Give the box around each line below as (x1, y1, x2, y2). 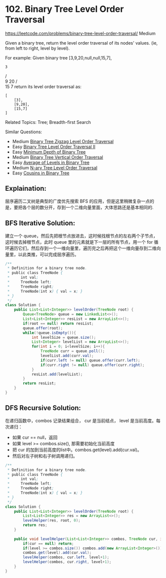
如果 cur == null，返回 (12, 434, 58, 440)
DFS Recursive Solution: (5, 404, 82, 412)
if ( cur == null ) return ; (23, 541, 74, 546)
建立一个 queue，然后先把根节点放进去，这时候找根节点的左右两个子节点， (5, 233, 158, 239)
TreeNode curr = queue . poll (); (40, 349, 105, 354)
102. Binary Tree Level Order (5, 3, 124, 15)
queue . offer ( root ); (23, 325, 63, 330)
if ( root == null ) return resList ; (23, 321, 94, 326)
